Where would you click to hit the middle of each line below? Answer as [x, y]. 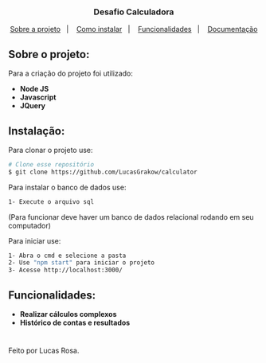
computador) [30, 225]
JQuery [33, 106]
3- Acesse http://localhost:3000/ [66, 270]
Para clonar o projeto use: [51, 150]
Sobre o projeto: [49, 54]
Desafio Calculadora [134, 12]
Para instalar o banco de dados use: [67, 187]
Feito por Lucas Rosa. [44, 351]
